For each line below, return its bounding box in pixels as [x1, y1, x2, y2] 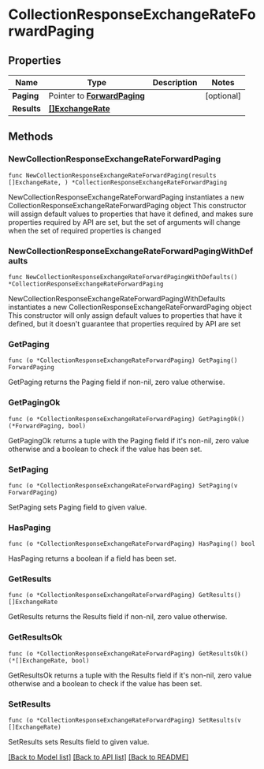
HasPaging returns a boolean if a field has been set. [8, 554, 177, 563]
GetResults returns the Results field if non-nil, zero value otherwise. [8, 612, 228, 622]
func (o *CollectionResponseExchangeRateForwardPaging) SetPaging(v [8, 481, 238, 490]
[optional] [204, 91, 242, 101]
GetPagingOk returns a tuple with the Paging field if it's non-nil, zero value [8, 435, 250, 445]
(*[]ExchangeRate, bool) [8, 656, 90, 664]
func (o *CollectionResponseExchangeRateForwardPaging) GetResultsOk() [8, 649, 248, 658]
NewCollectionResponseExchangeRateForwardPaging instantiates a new [8, 192, 244, 202]
